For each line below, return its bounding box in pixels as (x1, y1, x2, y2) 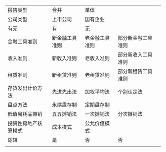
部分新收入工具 (118, 51, 153, 58)
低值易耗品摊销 (7, 111, 43, 117)
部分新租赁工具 (118, 68, 153, 75)
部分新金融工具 (118, 35, 153, 41)
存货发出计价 (7, 85, 38, 91)
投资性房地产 (7, 120, 38, 127)
